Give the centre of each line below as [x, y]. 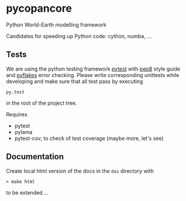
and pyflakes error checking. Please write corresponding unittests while [93, 75]
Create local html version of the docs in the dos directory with [80, 171]
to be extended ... [27, 192]
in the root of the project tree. [42, 103]
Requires [17, 114]
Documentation [35, 157]
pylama [23, 132]
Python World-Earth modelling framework [56, 25]
